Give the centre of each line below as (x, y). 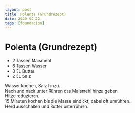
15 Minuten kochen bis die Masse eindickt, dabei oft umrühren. (68, 101)
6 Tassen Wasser (29, 66)
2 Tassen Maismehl (31, 61)
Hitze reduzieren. (22, 96)
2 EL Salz (21, 76)
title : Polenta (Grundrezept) (36, 14)
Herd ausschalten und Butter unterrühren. (47, 106)
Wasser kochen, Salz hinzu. (33, 86)
